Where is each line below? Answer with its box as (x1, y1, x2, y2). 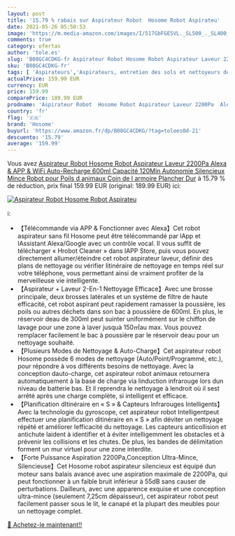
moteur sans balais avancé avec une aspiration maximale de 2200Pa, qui (17, 470, 228, 479)
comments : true (7, 36, 52, 43)
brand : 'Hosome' (7, 120, 55, 128)
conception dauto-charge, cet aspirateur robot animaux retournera (17, 370, 210, 378)
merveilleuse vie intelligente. (17, 277, 100, 285)
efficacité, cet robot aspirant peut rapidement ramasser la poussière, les (17, 300, 226, 308)
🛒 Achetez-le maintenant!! (7, 521, 83, 529)
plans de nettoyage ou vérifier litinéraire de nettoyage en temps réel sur (17, 261, 225, 270)
